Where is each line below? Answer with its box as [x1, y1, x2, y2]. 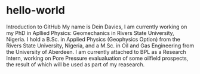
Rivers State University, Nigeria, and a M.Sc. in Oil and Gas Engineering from [6, 42, 195, 49]
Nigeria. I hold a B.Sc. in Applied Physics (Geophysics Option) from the [6, 36, 180, 43]
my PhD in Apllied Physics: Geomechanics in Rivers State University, [6, 29, 174, 36]
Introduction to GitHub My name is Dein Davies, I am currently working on [6, 23, 187, 30]
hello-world [6, 4, 66, 17]
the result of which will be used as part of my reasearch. [6, 60, 145, 68]
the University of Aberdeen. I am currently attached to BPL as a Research [6, 48, 186, 55]
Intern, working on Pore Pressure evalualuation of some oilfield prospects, [6, 54, 189, 62]
